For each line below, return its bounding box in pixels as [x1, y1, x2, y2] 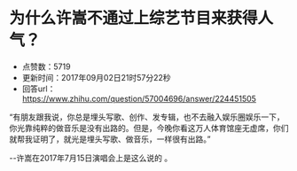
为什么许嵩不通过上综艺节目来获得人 [9, 8, 274, 28]
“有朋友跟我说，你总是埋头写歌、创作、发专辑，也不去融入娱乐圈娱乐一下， [9, 112, 285, 122]
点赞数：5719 [21, 61, 71, 72]
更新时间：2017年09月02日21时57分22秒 [21, 72, 171, 82]
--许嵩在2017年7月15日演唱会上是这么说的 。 [9, 152, 173, 163]
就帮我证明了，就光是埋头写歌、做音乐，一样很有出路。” [9, 134, 211, 144]
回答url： [21, 83, 56, 94]
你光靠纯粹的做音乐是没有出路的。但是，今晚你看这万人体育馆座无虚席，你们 [9, 122, 289, 133]
